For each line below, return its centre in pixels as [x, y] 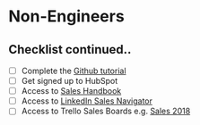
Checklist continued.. [70, 50]
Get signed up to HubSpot [70, 81]
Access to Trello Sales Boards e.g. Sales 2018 [106, 111]
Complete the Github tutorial [74, 71]
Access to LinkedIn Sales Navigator [87, 101]
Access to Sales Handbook [71, 91]
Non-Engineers [66, 17]
